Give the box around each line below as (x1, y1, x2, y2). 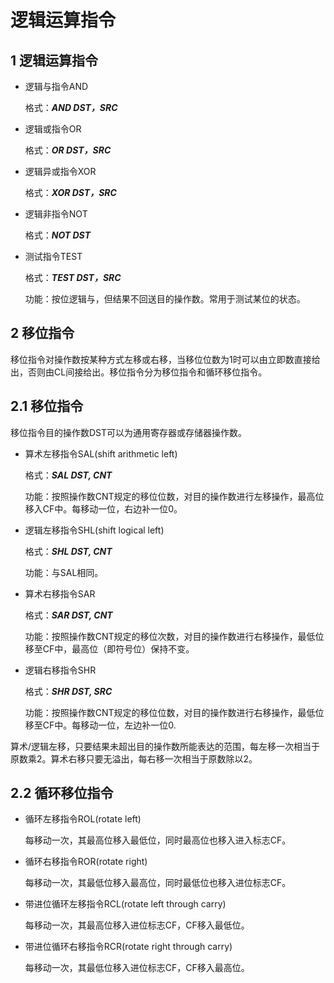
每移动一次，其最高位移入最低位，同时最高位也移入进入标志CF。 (24, 834, 292, 846)
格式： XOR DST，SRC (24, 187, 117, 198)
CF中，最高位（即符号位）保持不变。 (42, 642, 195, 655)
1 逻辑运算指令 (10, 52, 99, 69)
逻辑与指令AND (24, 81, 89, 92)
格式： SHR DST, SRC (24, 685, 113, 697)
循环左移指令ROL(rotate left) (24, 813, 142, 825)
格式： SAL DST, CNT (24, 469, 113, 481)
